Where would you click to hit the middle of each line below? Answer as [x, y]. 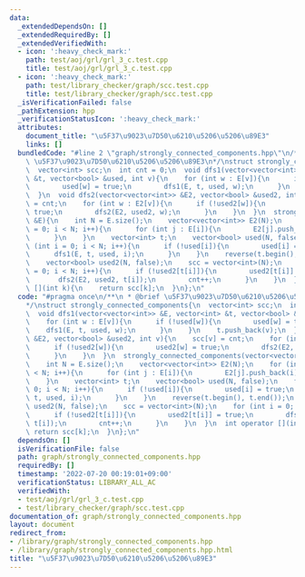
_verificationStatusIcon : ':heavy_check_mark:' [109, 119]
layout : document [42, 525]
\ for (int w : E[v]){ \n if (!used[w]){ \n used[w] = [158, 322]
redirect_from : [38, 533]
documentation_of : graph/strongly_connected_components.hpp [126, 516]
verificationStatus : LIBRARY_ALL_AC [87, 482]
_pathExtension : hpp [56, 111]
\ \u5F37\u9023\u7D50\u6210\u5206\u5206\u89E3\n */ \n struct [140, 161]
